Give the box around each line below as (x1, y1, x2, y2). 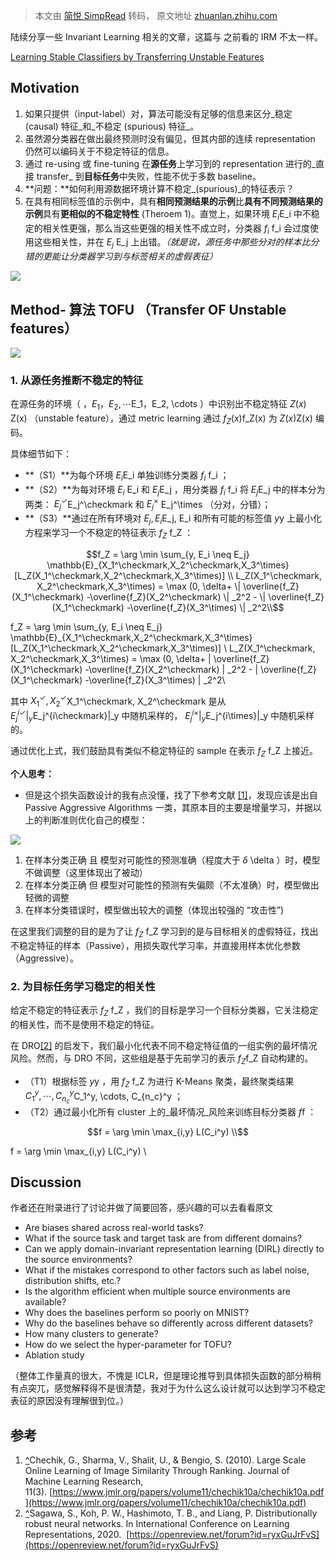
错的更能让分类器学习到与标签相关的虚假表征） (24, 250, 218, 263)
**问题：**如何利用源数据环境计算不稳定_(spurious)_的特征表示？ (24, 182, 295, 194)
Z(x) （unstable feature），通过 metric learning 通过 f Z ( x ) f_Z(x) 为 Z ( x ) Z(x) (10, 412, 313, 426)
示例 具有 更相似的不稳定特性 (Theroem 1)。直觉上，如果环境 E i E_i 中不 (24, 207, 312, 222)
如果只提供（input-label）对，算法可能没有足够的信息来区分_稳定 (24, 107, 293, 119)
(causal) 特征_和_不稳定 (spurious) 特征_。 (24, 120, 200, 132)
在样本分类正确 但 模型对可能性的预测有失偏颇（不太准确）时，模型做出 (24, 879, 320, 891)
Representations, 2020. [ (24, 1529, 130, 1541)
